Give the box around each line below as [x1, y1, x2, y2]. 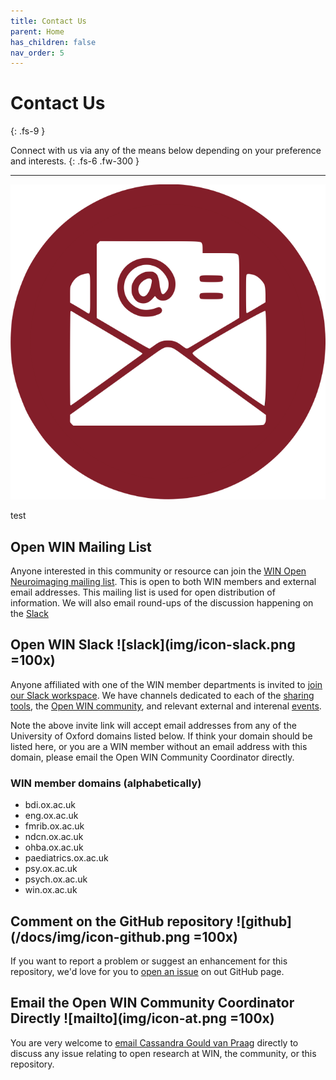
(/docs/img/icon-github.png [10, 928, 191, 945]
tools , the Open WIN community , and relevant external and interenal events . [10, 700, 322, 712]
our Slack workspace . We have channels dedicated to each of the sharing [10, 689, 315, 701]
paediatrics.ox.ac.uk [24, 852, 109, 864]
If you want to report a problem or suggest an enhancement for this [10, 955, 288, 967]
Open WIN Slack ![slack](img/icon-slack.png [10, 636, 296, 654]
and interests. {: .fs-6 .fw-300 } [10, 155, 140, 167]
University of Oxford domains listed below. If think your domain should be [10, 730, 313, 742]
